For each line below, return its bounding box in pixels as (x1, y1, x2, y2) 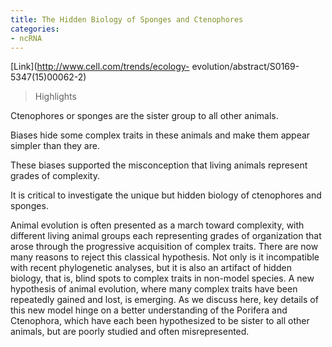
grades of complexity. (10, 170, 100, 182)
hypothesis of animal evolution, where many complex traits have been (10, 283, 298, 295)
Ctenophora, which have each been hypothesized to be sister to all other (10, 315, 310, 327)
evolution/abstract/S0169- (191, 61, 300, 73)
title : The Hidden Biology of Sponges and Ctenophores (10, 14, 244, 25)
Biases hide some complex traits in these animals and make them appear (10, 129, 311, 141)
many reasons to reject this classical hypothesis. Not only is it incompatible (10, 251, 320, 263)
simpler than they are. (10, 140, 100, 152)
